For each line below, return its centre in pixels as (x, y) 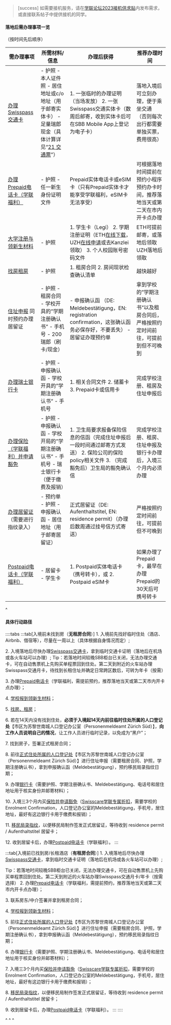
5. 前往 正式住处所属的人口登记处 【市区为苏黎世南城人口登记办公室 (75, 922)
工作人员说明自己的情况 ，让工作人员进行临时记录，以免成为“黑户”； (76, 733)
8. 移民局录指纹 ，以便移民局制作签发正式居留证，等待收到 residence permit (84, 992)
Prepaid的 (148, 581)
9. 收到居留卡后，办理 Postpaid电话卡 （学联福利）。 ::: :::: (64, 1010)
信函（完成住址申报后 (105, 438)
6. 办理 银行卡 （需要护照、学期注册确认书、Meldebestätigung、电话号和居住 (85, 952)
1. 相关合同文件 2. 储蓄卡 (99, 382)
